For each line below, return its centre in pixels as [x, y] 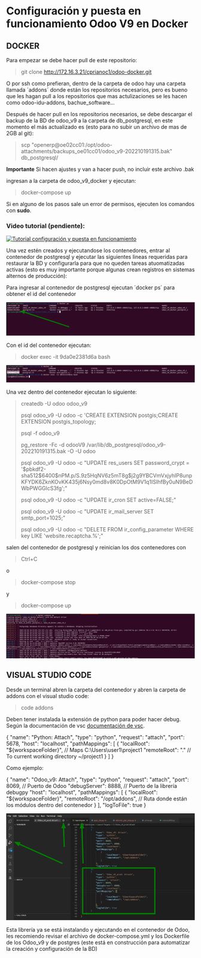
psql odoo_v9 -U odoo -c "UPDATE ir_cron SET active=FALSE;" [98, 500]
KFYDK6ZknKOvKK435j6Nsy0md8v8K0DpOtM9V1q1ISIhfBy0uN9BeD [107, 482]
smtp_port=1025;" [43, 518]
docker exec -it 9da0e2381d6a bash [66, 356]
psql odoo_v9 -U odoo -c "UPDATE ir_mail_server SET [87, 512]
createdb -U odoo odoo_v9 [54, 404]
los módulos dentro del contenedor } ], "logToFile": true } [76, 805]
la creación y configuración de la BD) [52, 949]
